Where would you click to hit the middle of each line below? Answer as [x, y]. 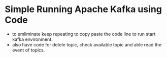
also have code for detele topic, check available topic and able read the [87, 44]
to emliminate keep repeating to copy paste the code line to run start [84, 34]
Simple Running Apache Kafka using [83, 9]
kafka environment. [32, 39]
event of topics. [28, 50]
